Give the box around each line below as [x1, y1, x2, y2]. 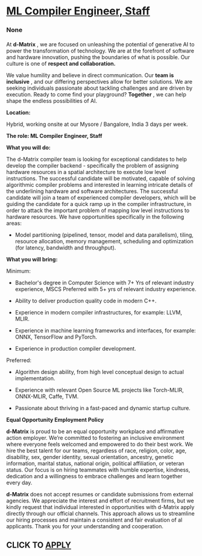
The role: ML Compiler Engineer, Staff [6, 132, 103, 139]
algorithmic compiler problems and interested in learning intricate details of [6, 181, 193, 188]
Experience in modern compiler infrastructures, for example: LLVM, [14, 308, 183, 316]
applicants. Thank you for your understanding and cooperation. [6, 522, 164, 529]
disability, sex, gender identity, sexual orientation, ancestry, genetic [6, 453, 174, 460]
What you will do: [6, 143, 51, 151]
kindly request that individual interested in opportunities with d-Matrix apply [6, 503, 195, 510]
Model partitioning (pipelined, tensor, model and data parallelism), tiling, [14, 231, 194, 239]
